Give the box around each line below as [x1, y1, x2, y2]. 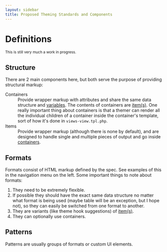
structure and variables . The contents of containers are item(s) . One [17, 102, 158, 108]
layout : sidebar [5, 7, 39, 12]
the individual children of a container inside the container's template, [17, 113, 159, 119]
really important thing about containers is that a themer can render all [17, 108, 161, 114]
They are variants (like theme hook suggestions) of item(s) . [12, 208, 134, 214]
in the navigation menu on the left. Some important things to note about [5, 172, 152, 178]
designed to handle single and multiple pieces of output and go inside [17, 134, 161, 140]
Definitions [5, 33, 52, 45]
